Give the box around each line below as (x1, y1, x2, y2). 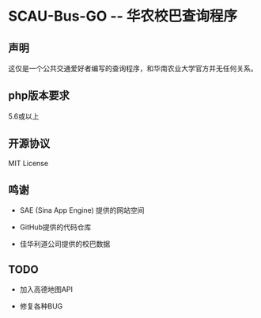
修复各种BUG (19, 301, 63, 311)
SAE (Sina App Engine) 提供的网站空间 (19, 206, 145, 215)
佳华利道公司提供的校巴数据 (19, 239, 111, 249)
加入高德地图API (19, 285, 74, 294)
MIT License (8, 158, 49, 168)
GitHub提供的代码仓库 (19, 222, 92, 232)
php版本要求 (8, 89, 70, 103)
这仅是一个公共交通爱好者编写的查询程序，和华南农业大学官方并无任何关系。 (8, 64, 258, 73)
